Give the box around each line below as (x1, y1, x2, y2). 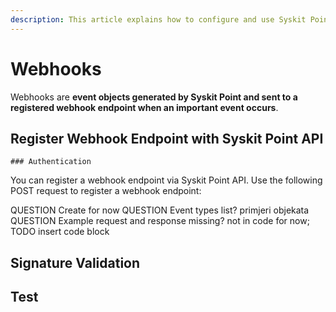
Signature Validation (10, 254, 141, 271)
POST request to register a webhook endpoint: (10, 185, 202, 197)
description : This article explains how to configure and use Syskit (10, 14, 307, 25)
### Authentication (10, 157, 92, 167)
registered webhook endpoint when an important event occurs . (10, 101, 279, 113)
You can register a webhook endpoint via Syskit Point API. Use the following (10, 174, 323, 186)
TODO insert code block (10, 226, 110, 238)
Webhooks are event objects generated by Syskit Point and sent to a (10, 91, 298, 103)
